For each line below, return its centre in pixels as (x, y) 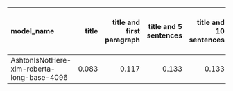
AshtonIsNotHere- (41, 60)
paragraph (123, 40)
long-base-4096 (39, 77)
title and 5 (165, 27)
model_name (33, 31)
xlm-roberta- (33, 69)
